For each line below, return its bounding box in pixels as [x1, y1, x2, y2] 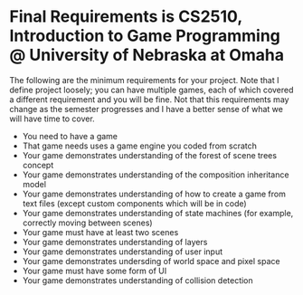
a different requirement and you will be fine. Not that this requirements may [9, 93, 289, 105]
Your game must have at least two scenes [22, 226, 179, 237]
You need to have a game [22, 130, 118, 141]
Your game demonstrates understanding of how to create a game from [22, 188, 287, 199]
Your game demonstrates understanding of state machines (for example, [22, 207, 294, 218]
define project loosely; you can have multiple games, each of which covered [9, 84, 294, 95]
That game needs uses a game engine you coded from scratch [22, 140, 258, 151]
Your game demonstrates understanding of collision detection [22, 274, 253, 286]
